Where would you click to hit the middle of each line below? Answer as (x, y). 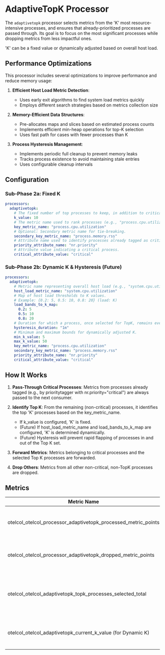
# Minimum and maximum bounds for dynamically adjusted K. (76, 332)
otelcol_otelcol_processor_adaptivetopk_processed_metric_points (83, 522)
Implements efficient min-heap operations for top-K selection (82, 129)
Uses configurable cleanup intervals (56, 164)
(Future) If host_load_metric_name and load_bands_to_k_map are (85, 427)
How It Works (26, 375)
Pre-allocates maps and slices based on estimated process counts (87, 124)
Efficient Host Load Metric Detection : (51, 90)
